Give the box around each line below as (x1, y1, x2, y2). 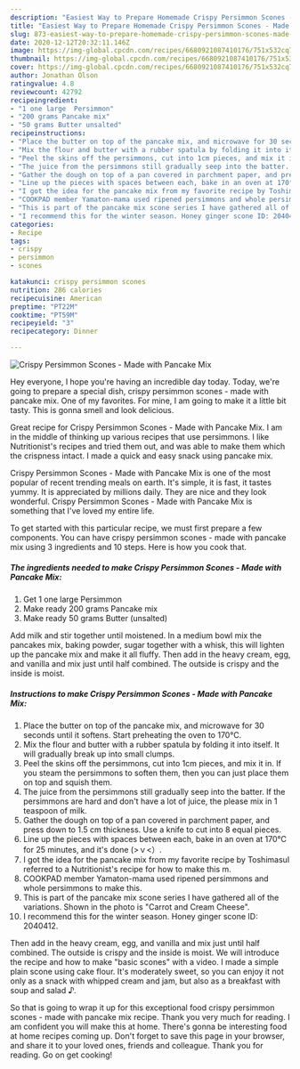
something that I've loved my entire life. (10, 506, 155, 516)
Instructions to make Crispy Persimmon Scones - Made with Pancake (10, 688, 273, 699)
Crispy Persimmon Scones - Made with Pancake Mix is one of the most (10, 468, 271, 478)
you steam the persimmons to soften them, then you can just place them (22, 767, 289, 778)
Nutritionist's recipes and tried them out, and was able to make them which (10, 441, 286, 451)
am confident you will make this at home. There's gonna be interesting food (10, 1021, 288, 1032)
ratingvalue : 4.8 (10, 79, 75, 88)
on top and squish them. (22, 776, 112, 788)
